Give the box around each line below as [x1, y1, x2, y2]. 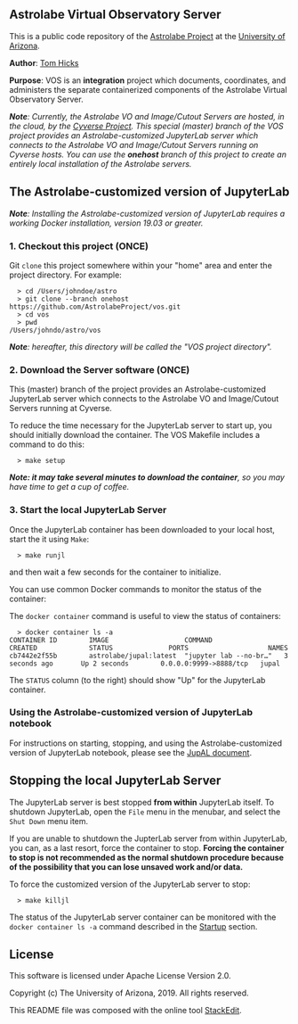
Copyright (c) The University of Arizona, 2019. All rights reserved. [9, 987, 249, 998]
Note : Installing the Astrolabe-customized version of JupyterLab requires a [9, 208, 286, 219]
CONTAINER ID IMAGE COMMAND [9, 635, 213, 645]
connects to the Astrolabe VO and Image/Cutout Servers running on [9, 139, 259, 150]
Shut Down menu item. [9, 815, 89, 826]
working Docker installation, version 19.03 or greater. [9, 218, 204, 228]
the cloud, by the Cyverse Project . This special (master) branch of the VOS [9, 120, 284, 131]
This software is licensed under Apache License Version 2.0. [9, 970, 231, 981]
